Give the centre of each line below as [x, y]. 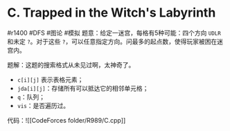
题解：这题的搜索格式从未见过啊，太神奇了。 [71, 64]
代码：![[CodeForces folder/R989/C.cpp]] [67, 120]
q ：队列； [31, 97]
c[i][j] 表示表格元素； [50, 79]
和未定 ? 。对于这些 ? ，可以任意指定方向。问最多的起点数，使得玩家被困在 [112, 41]
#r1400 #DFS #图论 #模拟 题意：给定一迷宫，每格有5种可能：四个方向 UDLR [114, 33]
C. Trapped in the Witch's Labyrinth [112, 13]
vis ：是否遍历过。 [43, 105]
